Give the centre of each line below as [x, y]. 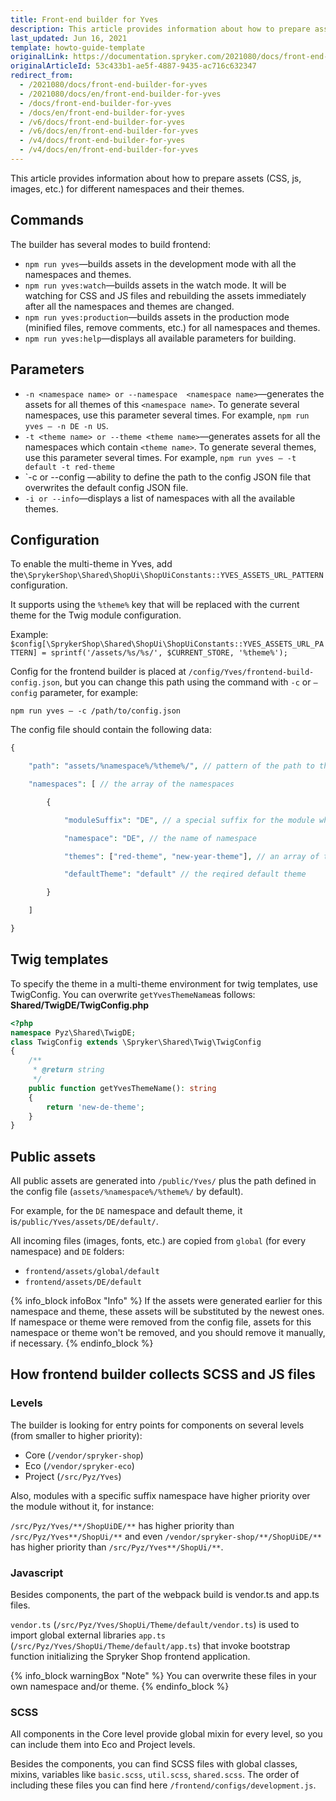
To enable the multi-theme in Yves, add [91, 564]
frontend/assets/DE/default [83, 1282]
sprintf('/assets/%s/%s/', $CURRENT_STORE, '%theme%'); [169, 653]
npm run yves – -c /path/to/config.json [96, 711]
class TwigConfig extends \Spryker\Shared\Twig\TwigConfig [136, 1042]
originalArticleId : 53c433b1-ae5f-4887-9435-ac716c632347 [133, 66]
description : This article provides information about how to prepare [160, 29]
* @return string [68, 1070]
